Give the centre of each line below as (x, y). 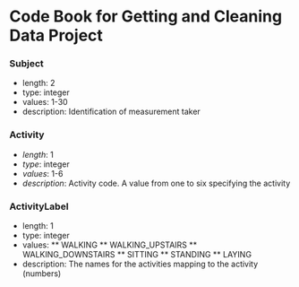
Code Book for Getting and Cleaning (146, 17)
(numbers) (42, 274)
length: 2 (38, 83)
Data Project (56, 35)
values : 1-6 (43, 173)
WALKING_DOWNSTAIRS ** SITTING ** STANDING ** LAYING (137, 255)
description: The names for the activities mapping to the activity (140, 264)
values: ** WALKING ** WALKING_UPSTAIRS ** (110, 245)
